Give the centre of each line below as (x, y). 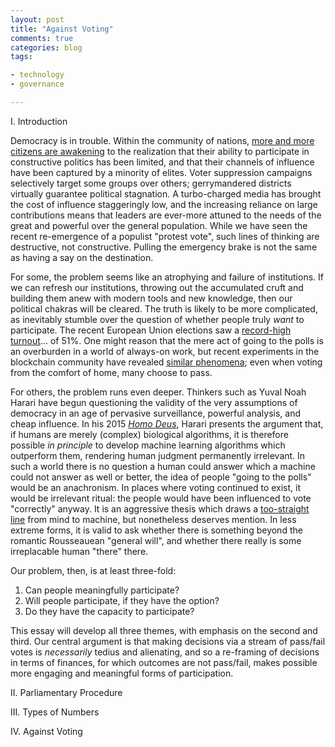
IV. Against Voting (46, 731)
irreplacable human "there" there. (79, 551)
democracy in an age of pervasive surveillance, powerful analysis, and (156, 413)
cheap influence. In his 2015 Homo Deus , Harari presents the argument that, (167, 423)
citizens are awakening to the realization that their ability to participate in (160, 151)
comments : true (42, 38)
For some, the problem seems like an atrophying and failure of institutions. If (167, 277)
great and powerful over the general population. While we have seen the (159, 225)
